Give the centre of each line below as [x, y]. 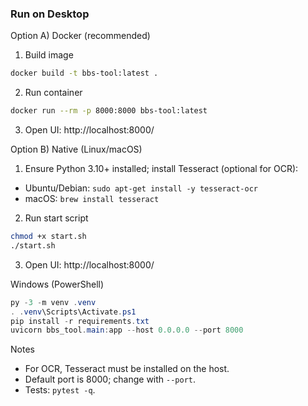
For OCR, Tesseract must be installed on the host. [127, 369]
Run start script [56, 218]
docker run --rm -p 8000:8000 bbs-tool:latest [109, 111]
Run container [53, 93]
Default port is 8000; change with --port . [110, 379]
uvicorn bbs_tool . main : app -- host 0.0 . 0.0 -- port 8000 [127, 330]
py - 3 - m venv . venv [53, 302]
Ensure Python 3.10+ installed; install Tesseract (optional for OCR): [161, 169]
